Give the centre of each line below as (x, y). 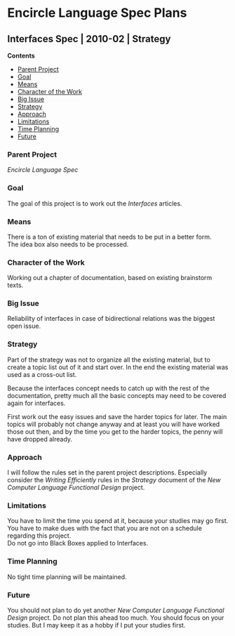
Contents (21, 55)
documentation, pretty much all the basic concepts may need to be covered (117, 395)
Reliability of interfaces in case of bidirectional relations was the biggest (111, 319)
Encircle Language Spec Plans (97, 13)
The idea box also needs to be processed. (68, 244)
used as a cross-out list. (42, 374)
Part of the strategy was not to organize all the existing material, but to (109, 359)
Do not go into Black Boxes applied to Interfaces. (78, 543)
